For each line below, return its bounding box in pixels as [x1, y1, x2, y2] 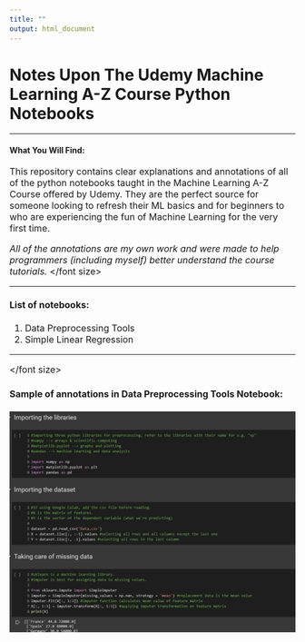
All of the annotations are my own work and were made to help [9, 242, 280, 254]
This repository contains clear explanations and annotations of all [9, 164, 289, 177]
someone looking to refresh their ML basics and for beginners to [9, 199, 285, 212]
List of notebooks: [9, 299, 90, 311]
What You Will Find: [9, 145, 85, 156]
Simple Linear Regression [25, 333, 134, 346]
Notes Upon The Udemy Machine [9, 64, 264, 85]
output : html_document [9, 24, 95, 34]
